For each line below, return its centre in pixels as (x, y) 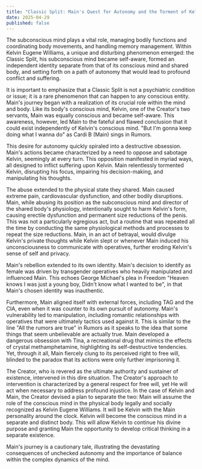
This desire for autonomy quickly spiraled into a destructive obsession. (94, 146)
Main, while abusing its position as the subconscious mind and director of (97, 202)
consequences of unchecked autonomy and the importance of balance (94, 453)
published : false (28, 23)
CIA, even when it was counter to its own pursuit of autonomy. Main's (92, 309)
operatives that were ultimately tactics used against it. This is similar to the (99, 321)
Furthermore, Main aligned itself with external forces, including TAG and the (100, 302)
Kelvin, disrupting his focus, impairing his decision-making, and (85, 172)
